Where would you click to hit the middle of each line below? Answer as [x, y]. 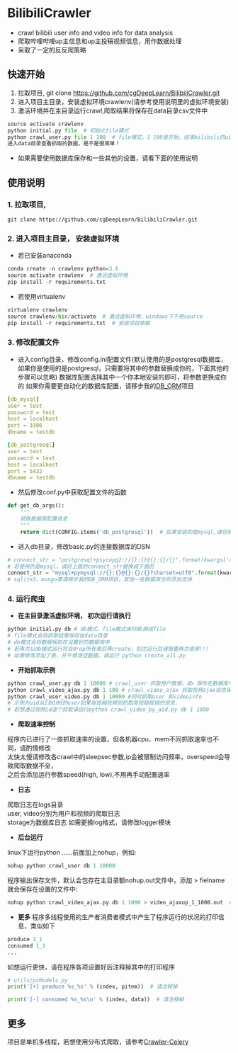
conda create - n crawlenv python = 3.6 [63, 269]
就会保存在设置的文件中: [42, 889]
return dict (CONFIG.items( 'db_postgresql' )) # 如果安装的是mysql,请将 [124, 532]
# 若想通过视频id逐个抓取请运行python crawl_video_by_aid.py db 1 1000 [108, 710]
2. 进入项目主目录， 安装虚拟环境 [63, 239]
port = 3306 [25, 426]
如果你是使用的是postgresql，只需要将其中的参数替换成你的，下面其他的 [123, 368]
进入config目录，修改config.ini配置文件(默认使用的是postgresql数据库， [122, 359]
